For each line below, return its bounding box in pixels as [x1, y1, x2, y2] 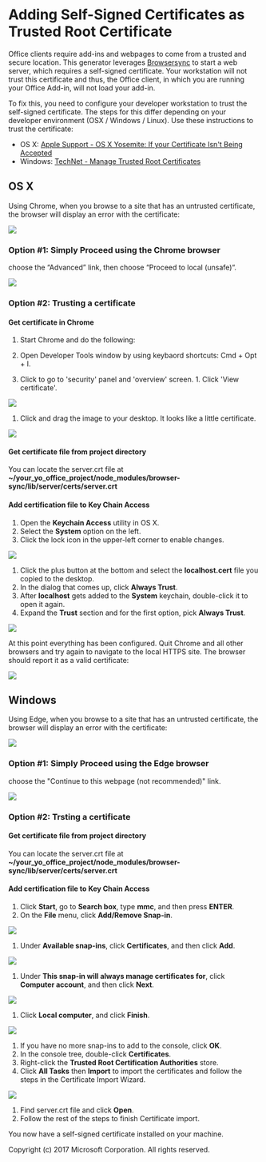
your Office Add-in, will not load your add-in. [8, 82, 156, 93]
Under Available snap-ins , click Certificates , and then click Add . [19, 941, 236, 951]
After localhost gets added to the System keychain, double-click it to [19, 590, 248, 601]
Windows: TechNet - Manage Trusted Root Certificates [19, 156, 201, 166]
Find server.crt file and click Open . [19, 1105, 134, 1115]
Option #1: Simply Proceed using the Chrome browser [8, 244, 221, 255]
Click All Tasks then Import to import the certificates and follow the [19, 1066, 243, 1076]
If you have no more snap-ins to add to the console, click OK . [19, 1041, 222, 1051]
